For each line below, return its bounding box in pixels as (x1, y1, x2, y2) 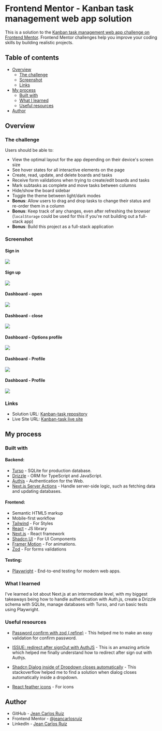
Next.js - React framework (12, 531, 65, 536)
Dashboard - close (5, 312, 43, 318)
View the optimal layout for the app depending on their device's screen (12, 157, 154, 162)
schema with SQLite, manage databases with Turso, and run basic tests (5, 601, 147, 607)
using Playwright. (5, 607, 40, 613)
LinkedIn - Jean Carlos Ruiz (12, 721, 68, 727)
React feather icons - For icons (12, 683, 74, 689)
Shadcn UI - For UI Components (12, 536, 76, 541)
